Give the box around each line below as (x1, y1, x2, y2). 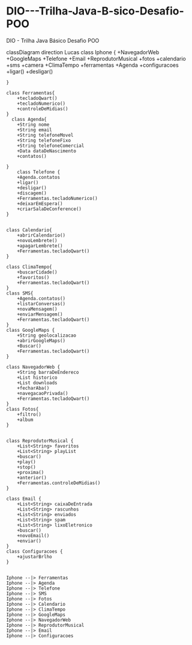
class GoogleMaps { (6, 327, 55, 333)
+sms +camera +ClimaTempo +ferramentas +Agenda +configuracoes (6, 61, 179, 69)
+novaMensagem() (17, 306, 58, 312)
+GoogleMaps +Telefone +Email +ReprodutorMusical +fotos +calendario (6, 55, 186, 62)
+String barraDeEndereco (17, 369, 79, 375)
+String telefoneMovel (17, 132, 74, 138)
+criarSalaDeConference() (17, 206, 82, 212)
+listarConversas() (17, 301, 66, 307)
